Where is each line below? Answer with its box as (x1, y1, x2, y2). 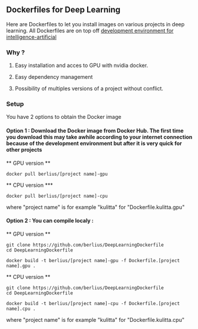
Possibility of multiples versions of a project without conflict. (14, 85, 164, 92)
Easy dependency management (14, 73, 93, 81)
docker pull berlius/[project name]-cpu (6, 193, 109, 199)
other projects (6, 146, 42, 153)
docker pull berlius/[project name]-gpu (6, 171, 109, 177)
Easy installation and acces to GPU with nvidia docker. (14, 62, 148, 69)
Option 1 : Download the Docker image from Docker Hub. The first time (6, 127, 184, 134)
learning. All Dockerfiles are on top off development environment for (6, 27, 174, 34)
